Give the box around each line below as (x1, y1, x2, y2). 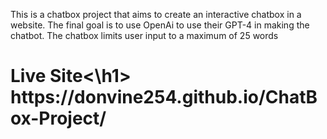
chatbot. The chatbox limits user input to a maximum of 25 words (10, 30, 279, 41)
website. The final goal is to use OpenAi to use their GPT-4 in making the (10, 19, 310, 31)
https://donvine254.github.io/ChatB (10, 86, 318, 109)
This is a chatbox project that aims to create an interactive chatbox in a (10, 9, 302, 20)
